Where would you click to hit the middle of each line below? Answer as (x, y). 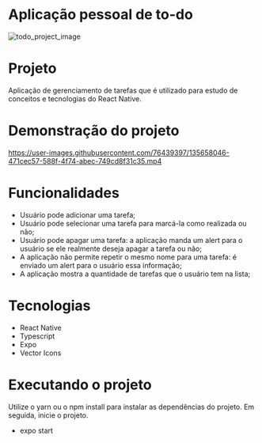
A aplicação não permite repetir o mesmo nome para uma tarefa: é (128, 257)
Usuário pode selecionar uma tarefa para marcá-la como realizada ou (133, 223)
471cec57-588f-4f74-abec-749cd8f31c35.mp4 (85, 161)
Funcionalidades (64, 193)
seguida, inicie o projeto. (48, 415)
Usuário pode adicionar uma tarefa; (78, 214)
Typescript (37, 336)
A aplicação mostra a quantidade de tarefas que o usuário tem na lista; (135, 274)
